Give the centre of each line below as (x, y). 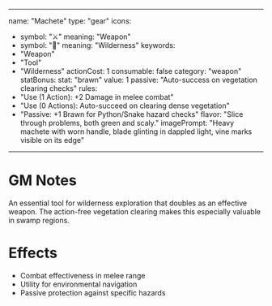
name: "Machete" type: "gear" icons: (70, 21)
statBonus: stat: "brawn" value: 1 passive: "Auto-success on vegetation (138, 80)
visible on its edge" (52, 140)
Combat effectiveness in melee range (83, 275)
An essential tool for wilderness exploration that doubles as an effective (128, 203)
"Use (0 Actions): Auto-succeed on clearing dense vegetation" (125, 106)
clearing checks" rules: (59, 88)
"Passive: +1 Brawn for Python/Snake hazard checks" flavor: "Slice (132, 114)
